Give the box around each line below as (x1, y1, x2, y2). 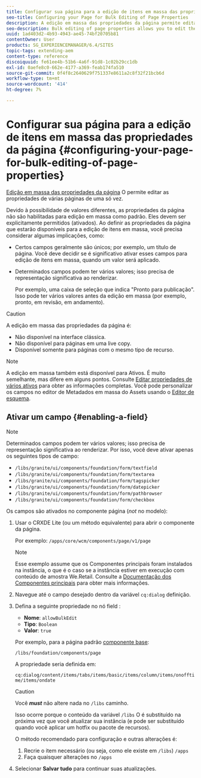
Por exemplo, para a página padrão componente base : (14, 638, 150, 646)
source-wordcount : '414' (6, 81, 68, 87)
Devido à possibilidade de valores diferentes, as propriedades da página (6, 206, 185, 213)
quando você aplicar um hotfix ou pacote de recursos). (14, 723, 151, 731)
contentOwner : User (6, 37, 55, 43)
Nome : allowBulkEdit (23, 614, 78, 621)
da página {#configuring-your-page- (6, 143, 194, 157)
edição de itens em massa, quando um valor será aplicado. (14, 256, 160, 264)
